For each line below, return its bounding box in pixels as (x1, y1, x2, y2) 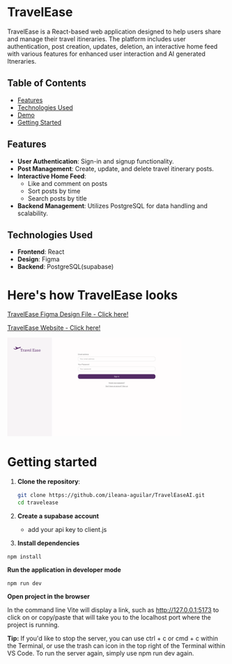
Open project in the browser (7, 592, 91, 600)
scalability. (17, 209, 49, 217)
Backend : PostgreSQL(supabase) (17, 263, 114, 271)
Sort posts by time (27, 187, 81, 195)
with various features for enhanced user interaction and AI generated (7, 50, 206, 58)
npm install (7, 553, 42, 560)
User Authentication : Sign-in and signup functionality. (17, 157, 174, 165)
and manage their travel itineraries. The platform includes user (7, 34, 186, 43)
